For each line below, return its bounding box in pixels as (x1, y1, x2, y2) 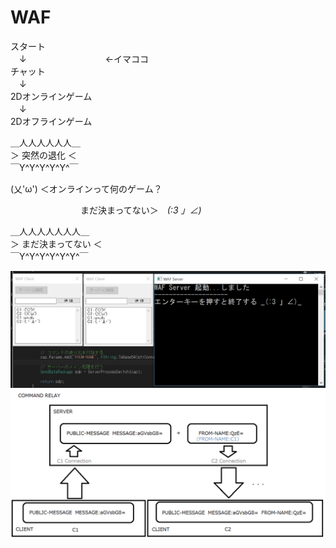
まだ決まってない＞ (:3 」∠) (79, 204, 202, 216)
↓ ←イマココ (18, 52, 150, 65)
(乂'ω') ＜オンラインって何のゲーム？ (10, 182, 163, 195)
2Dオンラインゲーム (10, 90, 93, 102)
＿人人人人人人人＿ (10, 225, 90, 237)
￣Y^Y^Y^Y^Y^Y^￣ (10, 250, 89, 262)
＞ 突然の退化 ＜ (10, 149, 77, 161)
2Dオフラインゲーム (10, 115, 93, 127)
